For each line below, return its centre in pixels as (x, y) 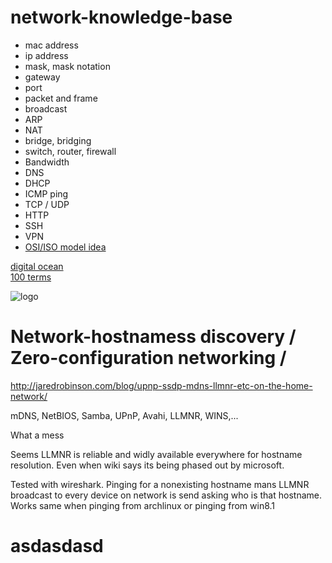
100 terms (31, 277)
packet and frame (61, 98)
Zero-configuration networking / (148, 358)
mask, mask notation (67, 66)
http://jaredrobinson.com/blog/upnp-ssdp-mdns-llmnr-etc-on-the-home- (161, 385)
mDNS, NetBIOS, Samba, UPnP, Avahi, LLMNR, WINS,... (124, 415)
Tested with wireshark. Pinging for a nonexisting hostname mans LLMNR (160, 484)
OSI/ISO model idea (65, 247)
